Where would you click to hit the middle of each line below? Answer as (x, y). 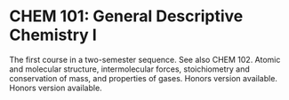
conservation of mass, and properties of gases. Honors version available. (144, 78)
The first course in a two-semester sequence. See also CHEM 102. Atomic (145, 59)
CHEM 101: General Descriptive (126, 16)
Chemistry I (53, 35)
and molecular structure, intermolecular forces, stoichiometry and (130, 69)
